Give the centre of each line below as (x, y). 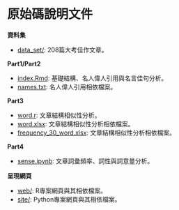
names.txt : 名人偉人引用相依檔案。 (67, 87)
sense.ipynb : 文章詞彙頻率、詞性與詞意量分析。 (85, 160)
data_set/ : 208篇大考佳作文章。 (62, 50)
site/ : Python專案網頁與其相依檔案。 (69, 199)
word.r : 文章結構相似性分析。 (59, 115)
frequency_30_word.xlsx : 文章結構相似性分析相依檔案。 (96, 133)
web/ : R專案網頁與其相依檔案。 (62, 190)
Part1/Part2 (24, 63)
